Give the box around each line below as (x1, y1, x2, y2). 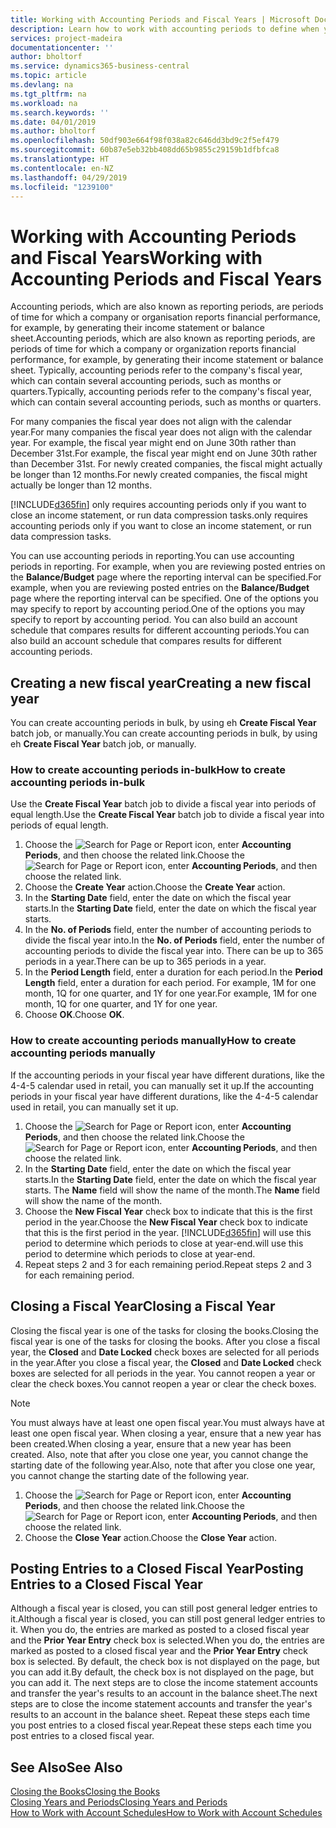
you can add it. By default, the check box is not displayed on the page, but (10, 1666, 314, 1678)
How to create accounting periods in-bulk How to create (10, 763, 286, 777)
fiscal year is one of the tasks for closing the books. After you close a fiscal (10, 1335, 321, 1347)
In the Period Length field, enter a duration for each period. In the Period (24, 966, 323, 978)
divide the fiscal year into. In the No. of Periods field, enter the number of (24, 934, 325, 946)
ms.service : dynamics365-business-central (10, 61, 190, 71)
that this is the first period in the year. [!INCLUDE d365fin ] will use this (24, 1226, 312, 1238)
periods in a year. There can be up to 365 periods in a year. (24, 956, 267, 968)
